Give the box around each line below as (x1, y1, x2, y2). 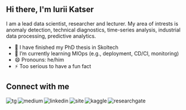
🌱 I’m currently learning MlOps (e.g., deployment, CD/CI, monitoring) (14, 49, 179, 57)
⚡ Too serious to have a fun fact (14, 62, 92, 69)
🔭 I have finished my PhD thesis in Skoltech (14, 44, 118, 51)
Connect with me (6, 81, 70, 92)
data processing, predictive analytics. (6, 32, 96, 40)
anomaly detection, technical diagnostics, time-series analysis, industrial (6, 26, 181, 33)
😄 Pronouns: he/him (14, 56, 64, 63)
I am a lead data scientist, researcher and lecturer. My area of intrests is (6, 20, 179, 27)
